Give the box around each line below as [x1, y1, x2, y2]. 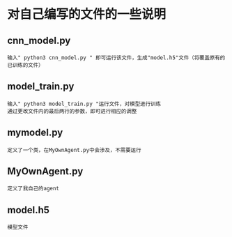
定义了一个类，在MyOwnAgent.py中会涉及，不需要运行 [7, 146, 141, 153]
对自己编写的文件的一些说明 [7, 6, 167, 22]
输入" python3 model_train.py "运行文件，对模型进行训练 [7, 100, 162, 107]
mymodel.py [7, 127, 63, 139]
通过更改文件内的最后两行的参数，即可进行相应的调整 [7, 107, 137, 115]
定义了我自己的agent [7, 185, 60, 192]
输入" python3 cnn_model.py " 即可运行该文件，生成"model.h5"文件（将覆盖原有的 [7, 54, 226, 61]
